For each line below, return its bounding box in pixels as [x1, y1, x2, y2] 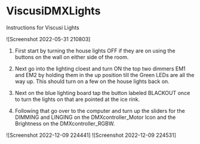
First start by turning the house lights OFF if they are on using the [14, 47, 176, 54]
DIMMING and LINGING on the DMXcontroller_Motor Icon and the [14, 114, 176, 121]
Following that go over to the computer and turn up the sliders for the [14, 107, 185, 114]
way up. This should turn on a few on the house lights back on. [14, 78, 170, 85]
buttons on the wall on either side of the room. [14, 53, 129, 60]
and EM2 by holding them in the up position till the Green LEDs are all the [14, 71, 195, 78]
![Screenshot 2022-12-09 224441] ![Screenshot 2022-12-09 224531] [6, 131, 176, 139]
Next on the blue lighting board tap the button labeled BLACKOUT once [14, 89, 190, 96]
